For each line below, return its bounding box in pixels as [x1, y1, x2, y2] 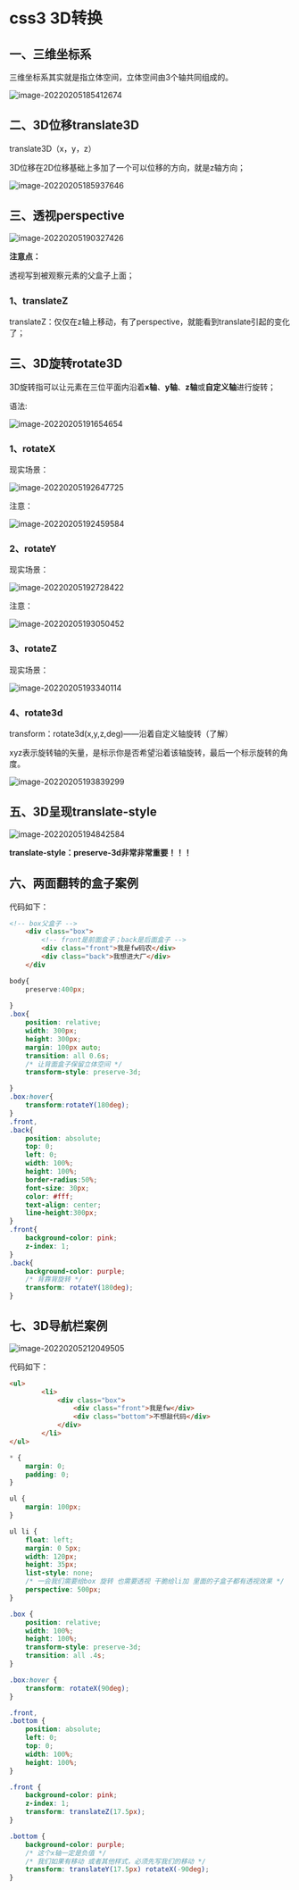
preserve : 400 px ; [25, 984, 87, 994]
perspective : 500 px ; [25, 1585, 102, 1594]
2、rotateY [9, 542, 57, 555]
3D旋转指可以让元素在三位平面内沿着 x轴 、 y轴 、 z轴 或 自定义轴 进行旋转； [9, 381, 277, 392]
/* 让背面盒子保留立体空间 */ [25, 1059, 123, 1068]
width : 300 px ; [25, 1026, 78, 1036]
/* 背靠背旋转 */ [25, 1275, 83, 1284]
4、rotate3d [9, 707, 63, 719]
